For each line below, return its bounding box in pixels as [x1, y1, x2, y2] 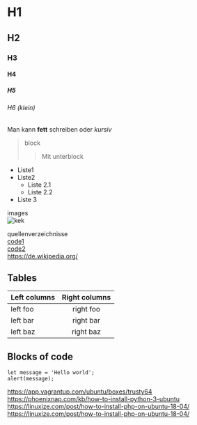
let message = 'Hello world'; [7, 369, 95, 376]
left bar [10, 316, 35, 325]
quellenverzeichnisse [7, 229, 68, 238]
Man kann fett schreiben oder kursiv [7, 125, 112, 133]
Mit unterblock [41, 152, 84, 160]
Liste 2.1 [27, 180, 51, 189]
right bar [72, 316, 101, 325]
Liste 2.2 [27, 187, 53, 196]
